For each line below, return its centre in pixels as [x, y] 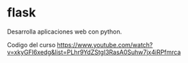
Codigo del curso [31, 45]
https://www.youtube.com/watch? [105, 45]
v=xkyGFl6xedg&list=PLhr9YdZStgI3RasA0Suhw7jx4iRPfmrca [94, 52]
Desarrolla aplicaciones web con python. [65, 32]
